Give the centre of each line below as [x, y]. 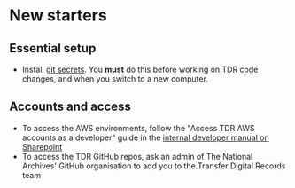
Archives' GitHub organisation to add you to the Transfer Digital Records [154, 166]
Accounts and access [70, 107]
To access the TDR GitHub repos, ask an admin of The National [137, 156]
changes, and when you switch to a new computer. [115, 79]
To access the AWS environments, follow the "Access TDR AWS [138, 128]
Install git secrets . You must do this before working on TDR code [140, 69]
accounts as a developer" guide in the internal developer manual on [146, 137]
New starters [58, 16]
